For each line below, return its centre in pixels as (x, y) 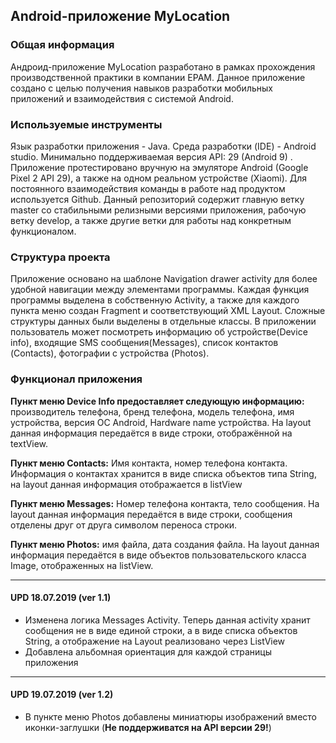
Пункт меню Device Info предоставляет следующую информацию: (157, 401)
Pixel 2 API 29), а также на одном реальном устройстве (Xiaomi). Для (159, 178)
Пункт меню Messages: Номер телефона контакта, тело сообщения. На (165, 503)
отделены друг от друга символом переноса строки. (124, 525)
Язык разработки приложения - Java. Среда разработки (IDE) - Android (163, 146)
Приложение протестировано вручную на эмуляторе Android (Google (159, 167)
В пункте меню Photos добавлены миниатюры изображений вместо (170, 716)
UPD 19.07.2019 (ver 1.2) (62, 695)
